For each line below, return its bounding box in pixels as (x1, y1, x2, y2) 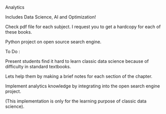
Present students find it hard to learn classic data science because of (5, 58, 149, 64)
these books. (5, 29, 32, 35)
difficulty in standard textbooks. (5, 64, 71, 69)
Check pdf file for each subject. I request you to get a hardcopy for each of (5, 24, 161, 30)
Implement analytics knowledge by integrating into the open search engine (5, 83, 160, 89)
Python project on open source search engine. (5, 39, 102, 45)
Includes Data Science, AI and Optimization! (5, 14, 97, 20)
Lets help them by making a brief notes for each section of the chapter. (5, 73, 152, 79)
